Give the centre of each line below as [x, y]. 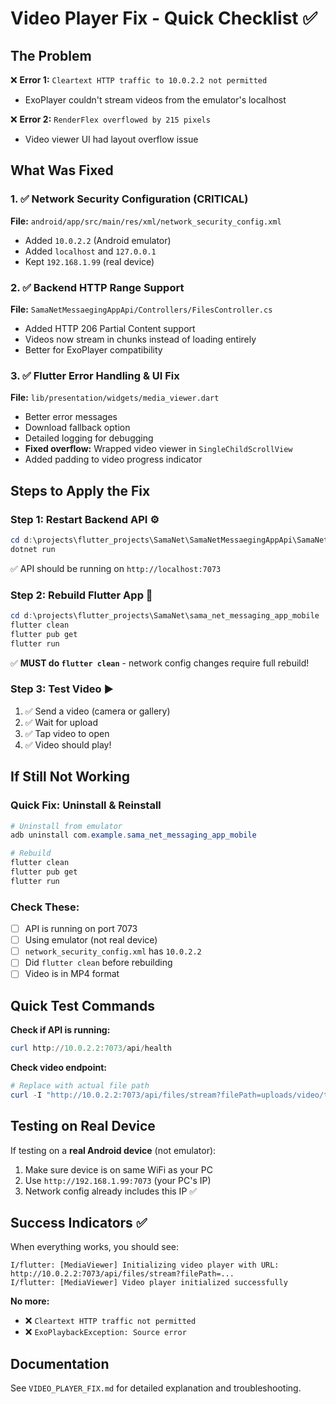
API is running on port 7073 [81, 929]
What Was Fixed [62, 170]
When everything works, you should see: [95, 1247]
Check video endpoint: [58, 1068]
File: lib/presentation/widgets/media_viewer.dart [115, 398]
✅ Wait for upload [61, 722]
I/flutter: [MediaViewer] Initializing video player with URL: [145, 1265]
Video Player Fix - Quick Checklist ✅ [164, 18]
